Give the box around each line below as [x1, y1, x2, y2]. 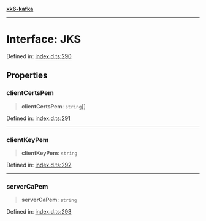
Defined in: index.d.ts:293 [6, 208, 72, 215]
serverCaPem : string [21, 196, 77, 204]
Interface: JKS [6, 32, 82, 47]
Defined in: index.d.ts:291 [6, 114, 71, 122]
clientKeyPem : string [21, 149, 78, 157]
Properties [6, 70, 48, 81]
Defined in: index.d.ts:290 [6, 52, 72, 60]
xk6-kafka [6, 6, 34, 12]
